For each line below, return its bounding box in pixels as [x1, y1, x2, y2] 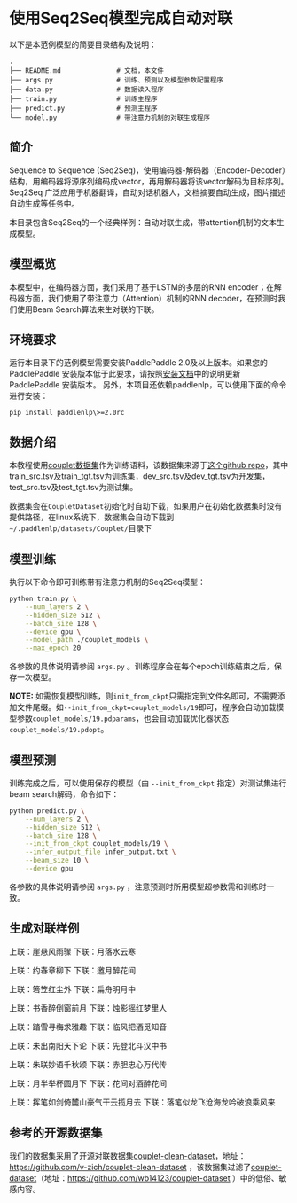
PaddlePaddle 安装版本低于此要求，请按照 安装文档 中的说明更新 [9, 369, 241, 379]
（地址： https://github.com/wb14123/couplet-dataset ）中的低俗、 [36, 1172, 279, 1183]
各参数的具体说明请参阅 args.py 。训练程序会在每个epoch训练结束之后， [9, 661, 275, 672]
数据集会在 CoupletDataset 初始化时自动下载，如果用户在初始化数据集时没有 [9, 501, 283, 512]
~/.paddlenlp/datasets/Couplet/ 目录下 [9, 523, 152, 534]
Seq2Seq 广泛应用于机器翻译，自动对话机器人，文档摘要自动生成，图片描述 [9, 187, 285, 198]
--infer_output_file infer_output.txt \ [25, 848, 176, 856]
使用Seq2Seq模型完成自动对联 [9, 8, 233, 28]
